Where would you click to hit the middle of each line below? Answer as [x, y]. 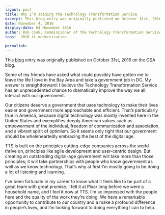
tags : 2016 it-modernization [36, 37]
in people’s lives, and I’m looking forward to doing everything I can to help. [80, 207]
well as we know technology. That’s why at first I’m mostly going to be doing [82, 166]
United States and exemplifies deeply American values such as [69, 120]
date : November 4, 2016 [29, 23]
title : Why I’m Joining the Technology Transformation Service [71, 14]
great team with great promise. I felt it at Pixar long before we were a [74, 187]
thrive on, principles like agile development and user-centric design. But [78, 151]
